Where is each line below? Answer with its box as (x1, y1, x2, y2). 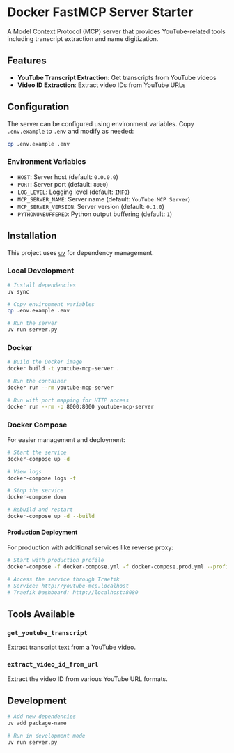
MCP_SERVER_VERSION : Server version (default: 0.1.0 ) (17, 202, 165, 211)
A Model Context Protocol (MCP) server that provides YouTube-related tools (7, 27, 226, 36)
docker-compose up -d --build (7, 513, 95, 520)
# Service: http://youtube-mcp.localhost (7, 582, 130, 589)
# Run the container (7, 378, 68, 385)
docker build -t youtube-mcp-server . (7, 365, 120, 372)
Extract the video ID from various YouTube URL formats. (7, 674, 169, 683)
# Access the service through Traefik (7, 576, 120, 583)
